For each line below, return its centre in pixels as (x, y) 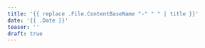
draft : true (25, 34)
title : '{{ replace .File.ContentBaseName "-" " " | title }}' (103, 14)
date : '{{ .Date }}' (38, 20)
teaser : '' (23, 27)
